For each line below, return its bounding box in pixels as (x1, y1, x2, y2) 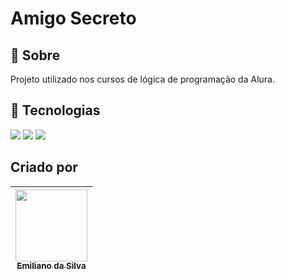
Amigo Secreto (10, 7, 137, 30)
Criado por (10, 159, 78, 176)
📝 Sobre (10, 47, 61, 64)
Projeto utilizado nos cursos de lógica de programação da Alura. (10, 73, 275, 85)
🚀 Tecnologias (10, 102, 101, 119)
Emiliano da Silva (16, 260, 87, 272)
